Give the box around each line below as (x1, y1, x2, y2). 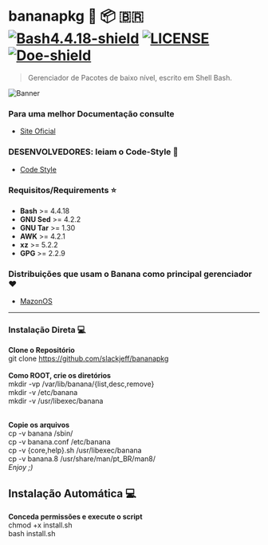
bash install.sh (8, 529, 56, 539)
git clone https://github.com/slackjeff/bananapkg (8, 353, 169, 364)
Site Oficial (19, 126, 56, 136)
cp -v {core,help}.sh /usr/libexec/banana (8, 445, 142, 456)
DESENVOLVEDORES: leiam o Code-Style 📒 (8, 146, 179, 157)
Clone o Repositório (8, 346, 76, 355)
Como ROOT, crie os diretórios (8, 371, 112, 381)
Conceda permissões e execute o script (8, 512, 143, 522)
